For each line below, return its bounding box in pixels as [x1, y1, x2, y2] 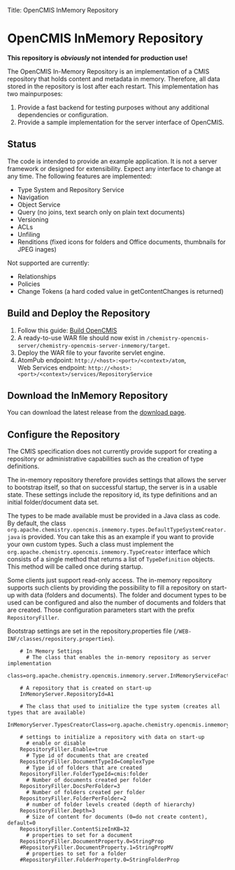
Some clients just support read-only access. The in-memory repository [7, 576, 212, 585]
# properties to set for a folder [25, 850, 127, 857]
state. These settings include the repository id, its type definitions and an [7, 491, 218, 499]
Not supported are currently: [7, 259, 90, 267]
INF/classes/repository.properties [7, 636, 111, 643]
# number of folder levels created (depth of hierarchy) [25, 801, 196, 808]
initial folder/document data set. [7, 498, 99, 507]
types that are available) [7, 709, 86, 716]
